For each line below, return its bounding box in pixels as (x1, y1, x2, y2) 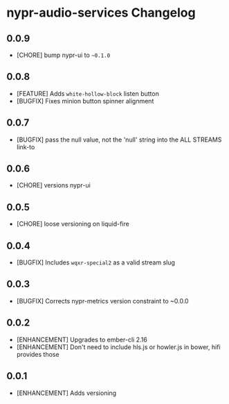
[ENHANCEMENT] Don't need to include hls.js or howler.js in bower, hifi (16, 342, 221, 351)
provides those (16, 350, 59, 358)
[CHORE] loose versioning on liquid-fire (16, 220, 129, 228)
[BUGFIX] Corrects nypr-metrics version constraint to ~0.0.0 (16, 296, 189, 305)
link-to (16, 142, 35, 151)
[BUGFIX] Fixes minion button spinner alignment (16, 96, 154, 105)
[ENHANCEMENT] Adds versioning (16, 389, 117, 397)
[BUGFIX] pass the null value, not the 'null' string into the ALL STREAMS (16, 135, 222, 144)
